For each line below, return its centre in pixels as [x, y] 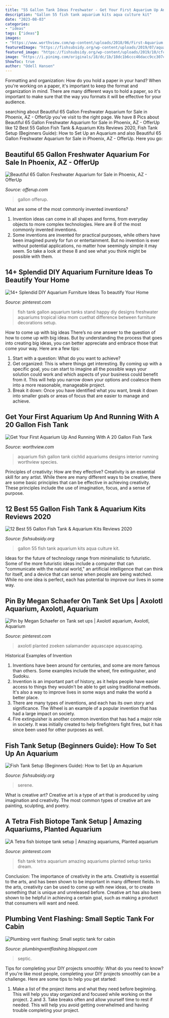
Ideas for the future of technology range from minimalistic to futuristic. [78, 558]
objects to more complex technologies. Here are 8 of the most [77, 224]
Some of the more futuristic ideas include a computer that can [70, 563]
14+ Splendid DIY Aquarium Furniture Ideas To [79, 272]
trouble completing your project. [46, 1010]
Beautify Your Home [37, 280]
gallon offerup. [33, 199]
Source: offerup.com [27, 189]
